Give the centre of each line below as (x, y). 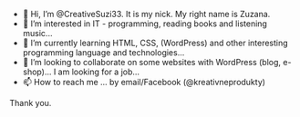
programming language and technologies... (103, 53)
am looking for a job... (98, 72)
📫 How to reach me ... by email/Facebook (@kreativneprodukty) (144, 82)
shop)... (37, 72)
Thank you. (31, 103)
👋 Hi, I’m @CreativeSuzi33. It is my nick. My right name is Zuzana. (146, 14)
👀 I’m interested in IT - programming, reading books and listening (145, 24)
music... (37, 33)
